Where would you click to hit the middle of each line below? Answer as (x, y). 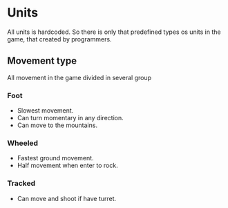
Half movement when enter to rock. (68, 166)
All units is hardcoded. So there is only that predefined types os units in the (114, 32)
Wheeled (23, 143)
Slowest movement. (45, 111)
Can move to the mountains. (57, 125)
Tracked (21, 183)
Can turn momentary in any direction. (70, 118)
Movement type (42, 61)
